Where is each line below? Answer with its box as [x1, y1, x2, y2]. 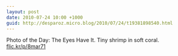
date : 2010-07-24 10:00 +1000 [6, 14, 84, 20]
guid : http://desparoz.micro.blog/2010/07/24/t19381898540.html [6, 20, 173, 26]
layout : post [6, 8, 40, 15]
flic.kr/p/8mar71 [6, 43, 46, 50]
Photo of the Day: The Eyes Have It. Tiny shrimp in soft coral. [6, 37, 160, 44]
